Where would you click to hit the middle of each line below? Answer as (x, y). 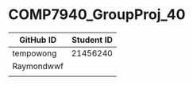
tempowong (35, 53)
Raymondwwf (38, 66)
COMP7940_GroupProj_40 (97, 15)
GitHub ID (38, 40)
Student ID (92, 40)
